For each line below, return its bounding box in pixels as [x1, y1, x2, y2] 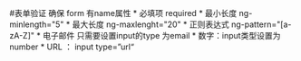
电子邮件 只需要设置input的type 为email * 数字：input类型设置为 [42, 30, 281, 40]
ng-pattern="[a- [230, 19, 292, 30]
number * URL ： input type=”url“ [9, 41, 134, 52]
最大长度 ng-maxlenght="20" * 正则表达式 [72, 19, 229, 30]
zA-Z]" [9, 30, 34, 40]
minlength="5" [9, 19, 64, 30]
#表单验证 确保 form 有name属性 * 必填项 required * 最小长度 [9, 8, 238, 18]
